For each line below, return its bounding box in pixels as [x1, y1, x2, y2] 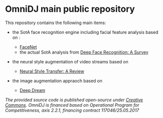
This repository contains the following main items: [5, 20, 106, 26]
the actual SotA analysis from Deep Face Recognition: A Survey [19, 49, 149, 55]
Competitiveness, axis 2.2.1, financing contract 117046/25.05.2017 [5, 107, 139, 113]
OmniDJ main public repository [5, 3, 135, 15]
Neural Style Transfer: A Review [19, 68, 85, 74]
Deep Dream [19, 87, 46, 93]
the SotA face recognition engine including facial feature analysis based [12, 29, 159, 35]
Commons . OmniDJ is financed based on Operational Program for [5, 102, 139, 108]
